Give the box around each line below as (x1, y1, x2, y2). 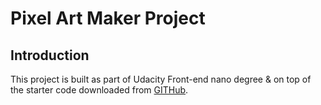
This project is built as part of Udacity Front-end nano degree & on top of (10, 73, 312, 85)
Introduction (10, 47, 90, 64)
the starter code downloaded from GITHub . (10, 84, 189, 96)
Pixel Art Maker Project (10, 7, 206, 30)
